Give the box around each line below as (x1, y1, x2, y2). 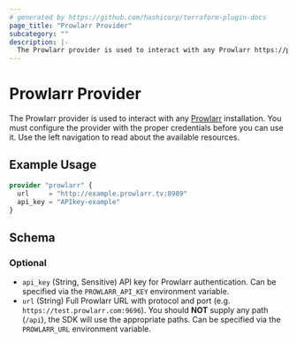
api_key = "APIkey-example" (17, 197, 121, 206)
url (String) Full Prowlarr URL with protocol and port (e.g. (21, 295, 231, 306)
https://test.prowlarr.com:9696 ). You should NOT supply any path (21, 305, 269, 316)
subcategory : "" (9, 29, 69, 38)
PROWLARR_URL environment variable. (21, 324, 152, 334)
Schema (9, 230, 56, 245)
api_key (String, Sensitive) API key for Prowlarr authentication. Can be (21, 277, 277, 287)
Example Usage (9, 157, 97, 172)
